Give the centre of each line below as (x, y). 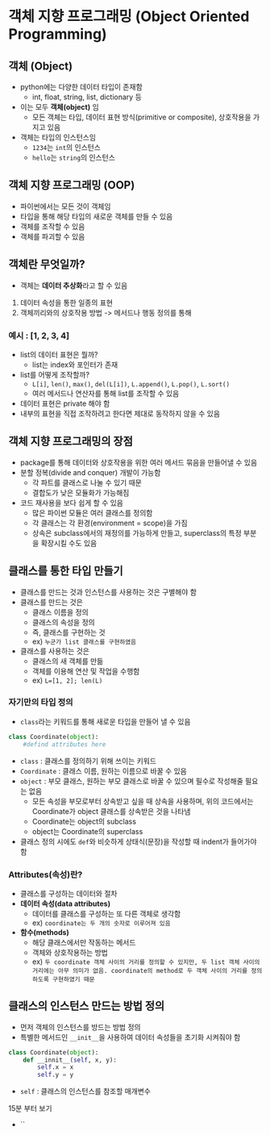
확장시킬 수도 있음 (69, 543)
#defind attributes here (64, 744)
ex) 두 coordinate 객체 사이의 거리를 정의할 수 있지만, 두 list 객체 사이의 (146, 962)
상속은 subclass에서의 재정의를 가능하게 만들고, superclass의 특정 (137, 532)
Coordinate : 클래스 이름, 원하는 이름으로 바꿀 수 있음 (103, 770)
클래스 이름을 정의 (60, 612)
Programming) (58, 34)
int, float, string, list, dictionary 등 (87, 97)
